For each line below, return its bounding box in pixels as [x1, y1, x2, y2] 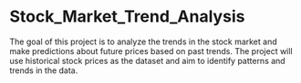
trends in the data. [9, 65, 78, 76]
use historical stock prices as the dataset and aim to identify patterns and [9, 55, 285, 66]
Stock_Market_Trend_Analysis [9, 6, 245, 27]
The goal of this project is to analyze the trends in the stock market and [9, 36, 278, 47]
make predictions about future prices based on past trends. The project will [9, 45, 294, 56]
